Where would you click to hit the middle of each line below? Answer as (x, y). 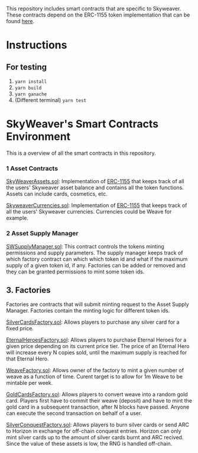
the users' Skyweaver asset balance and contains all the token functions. (95, 188)
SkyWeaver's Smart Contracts (82, 124)
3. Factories (28, 290)
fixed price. (20, 328)
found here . (20, 21)
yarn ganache (31, 94)
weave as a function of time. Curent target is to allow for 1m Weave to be (95, 377)
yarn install (31, 82)
